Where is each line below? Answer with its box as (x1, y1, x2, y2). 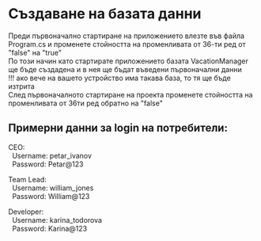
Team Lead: (8, 174, 47, 184)
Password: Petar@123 (11, 159, 84, 169)
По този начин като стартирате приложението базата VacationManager (8, 56, 249, 66)
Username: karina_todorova (11, 215, 103, 224)
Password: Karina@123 (11, 224, 88, 233)
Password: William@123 (11, 191, 90, 201)
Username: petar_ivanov (11, 151, 93, 160)
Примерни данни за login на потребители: (8, 121, 228, 135)
